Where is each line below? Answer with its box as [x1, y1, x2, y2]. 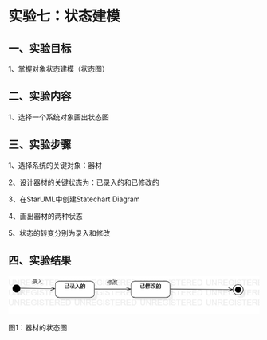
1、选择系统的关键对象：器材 [8, 160, 102, 170]
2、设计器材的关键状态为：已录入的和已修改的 [8, 177, 159, 187]
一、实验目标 [8, 41, 72, 55]
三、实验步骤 [8, 138, 72, 151]
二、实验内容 [8, 89, 72, 104]
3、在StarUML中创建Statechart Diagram [8, 194, 140, 204]
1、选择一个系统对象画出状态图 [8, 112, 109, 122]
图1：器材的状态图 [8, 323, 68, 333]
